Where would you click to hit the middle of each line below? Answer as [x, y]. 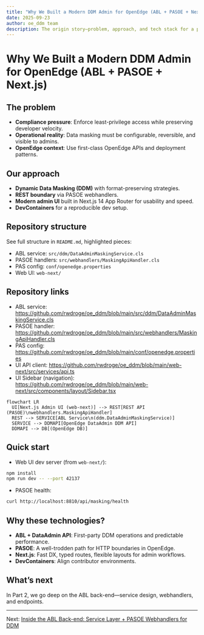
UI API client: [31, 365]
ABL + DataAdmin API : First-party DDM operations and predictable [99, 535]
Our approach [33, 173]
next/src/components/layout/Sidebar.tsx [66, 391]
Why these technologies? [56, 521]
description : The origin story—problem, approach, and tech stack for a [100, 29]
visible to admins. [37, 141]
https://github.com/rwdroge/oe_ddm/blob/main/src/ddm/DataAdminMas [105, 313]
